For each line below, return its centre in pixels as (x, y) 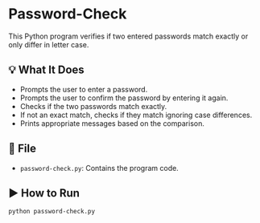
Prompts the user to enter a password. (84, 89)
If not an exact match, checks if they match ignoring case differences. (136, 115)
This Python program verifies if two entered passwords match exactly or (128, 36)
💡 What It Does (46, 70)
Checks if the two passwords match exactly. (93, 106)
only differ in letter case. (49, 44)
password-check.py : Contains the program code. (99, 168)
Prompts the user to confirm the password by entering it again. (124, 98)
